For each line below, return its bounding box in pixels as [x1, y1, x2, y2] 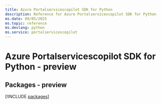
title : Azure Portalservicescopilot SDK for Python [5, 7, 113, 12]
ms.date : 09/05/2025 [5, 16, 47, 21]
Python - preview [5, 62, 77, 72]
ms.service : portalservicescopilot [5, 30, 78, 35]
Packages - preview [5, 81, 67, 89]
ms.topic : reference [5, 21, 47, 26]
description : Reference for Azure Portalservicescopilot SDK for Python [5, 12, 157, 17]
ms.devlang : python [5, 25, 45, 30]
